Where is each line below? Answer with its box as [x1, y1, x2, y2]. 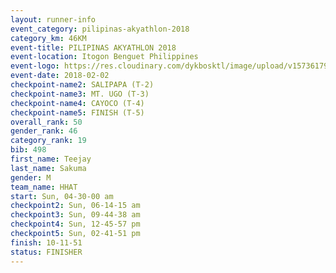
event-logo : [10, 61, 60, 71]
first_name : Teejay [10, 154, 92, 164]
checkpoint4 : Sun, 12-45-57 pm [10, 219, 141, 230]
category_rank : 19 [10, 136, 87, 146]
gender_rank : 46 [10, 126, 78, 136]
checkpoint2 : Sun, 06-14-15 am [10, 201, 141, 211]
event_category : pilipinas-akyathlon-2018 [10, 24, 190, 34]
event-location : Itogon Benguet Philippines [10, 52, 199, 62]
